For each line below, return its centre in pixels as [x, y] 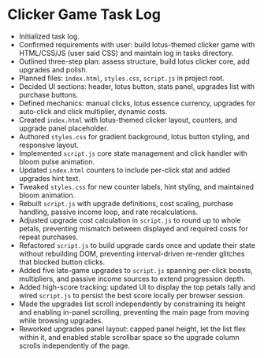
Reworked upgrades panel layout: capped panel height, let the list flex [132, 329]
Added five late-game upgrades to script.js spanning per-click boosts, [136, 270]
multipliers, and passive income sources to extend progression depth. [132, 279]
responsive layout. [49, 145]
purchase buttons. [48, 94]
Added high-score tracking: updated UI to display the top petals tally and [137, 287]
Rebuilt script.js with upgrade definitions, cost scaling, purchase [126, 203]
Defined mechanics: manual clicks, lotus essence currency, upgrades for [137, 103]
